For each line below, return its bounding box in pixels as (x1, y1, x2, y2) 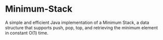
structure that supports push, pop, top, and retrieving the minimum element (5, 24, 158, 30)
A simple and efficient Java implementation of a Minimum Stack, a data (5, 20, 149, 25)
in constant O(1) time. (5, 30, 48, 36)
